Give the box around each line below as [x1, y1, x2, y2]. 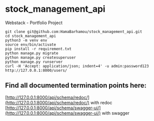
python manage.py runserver [5, 59, 63, 64]
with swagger [102, 110, 130, 116]
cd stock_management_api [5, 33, 56, 38]
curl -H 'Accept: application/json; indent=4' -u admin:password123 [5, 63, 149, 68]
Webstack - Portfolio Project [5, 20, 63, 26]
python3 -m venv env [5, 38, 48, 43]
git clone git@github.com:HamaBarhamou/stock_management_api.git [5, 29, 142, 34]
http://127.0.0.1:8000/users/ [5, 68, 68, 73]
